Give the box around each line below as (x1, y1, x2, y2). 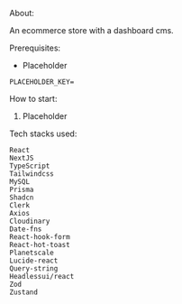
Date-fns (9, 225, 42, 234)
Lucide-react (9, 256, 59, 265)
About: (9, 8, 34, 18)
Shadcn (9, 193, 34, 202)
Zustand (9, 288, 39, 297)
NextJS (9, 153, 34, 162)
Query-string (9, 264, 59, 273)
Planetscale (9, 248, 54, 257)
